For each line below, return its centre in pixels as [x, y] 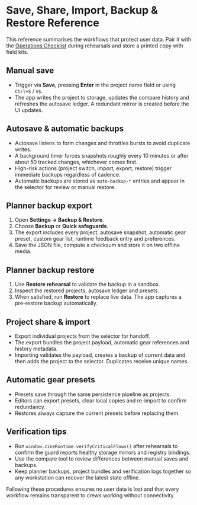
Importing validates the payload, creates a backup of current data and [100, 355]
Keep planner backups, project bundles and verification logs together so [103, 471]
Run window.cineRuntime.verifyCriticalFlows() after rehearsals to [96, 446]
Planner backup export [49, 205]
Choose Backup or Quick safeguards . [61, 226]
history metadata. [36, 349]
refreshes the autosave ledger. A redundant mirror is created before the [102, 104]
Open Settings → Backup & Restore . [59, 220]
